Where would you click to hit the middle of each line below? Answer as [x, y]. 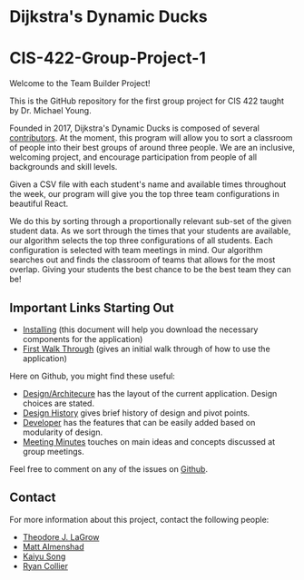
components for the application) [83, 339]
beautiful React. [39, 204]
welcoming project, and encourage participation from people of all [133, 157]
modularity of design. [62, 432]
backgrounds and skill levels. [64, 167]
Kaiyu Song [44, 556]
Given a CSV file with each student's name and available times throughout [148, 184]
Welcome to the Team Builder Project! [80, 84]
